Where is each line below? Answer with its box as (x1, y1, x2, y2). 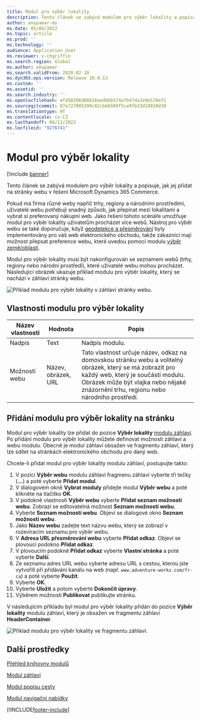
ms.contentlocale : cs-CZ (7, 114, 68, 120)
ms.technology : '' (7, 42, 52, 48)
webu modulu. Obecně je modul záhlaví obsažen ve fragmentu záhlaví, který (7, 441, 194, 449)
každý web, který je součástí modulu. (81, 371, 185, 379)
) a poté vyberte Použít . (21, 572, 80, 580)
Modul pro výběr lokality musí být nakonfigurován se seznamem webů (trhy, (7, 256, 193, 263)
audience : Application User (7, 48, 77, 54)
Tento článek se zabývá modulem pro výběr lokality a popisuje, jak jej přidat (7, 182, 192, 189)
